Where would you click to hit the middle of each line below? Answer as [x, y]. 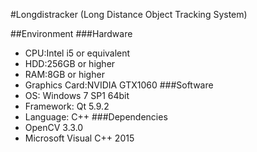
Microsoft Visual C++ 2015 [79, 138]
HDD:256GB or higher [70, 63]
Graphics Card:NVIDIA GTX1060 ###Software [119, 85]
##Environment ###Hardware [71, 33]
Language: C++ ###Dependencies [96, 117]
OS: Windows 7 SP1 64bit [77, 95]
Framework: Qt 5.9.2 [67, 106]
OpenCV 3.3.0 [54, 127]
